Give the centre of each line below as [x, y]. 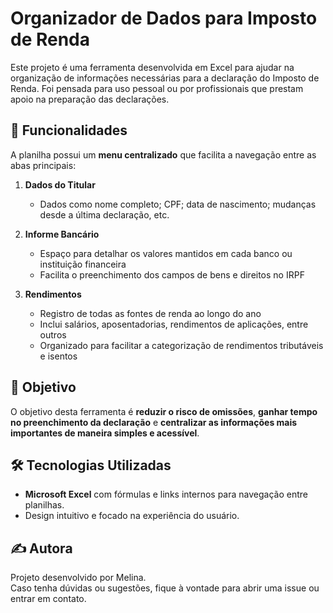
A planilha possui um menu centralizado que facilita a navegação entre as [163, 154]
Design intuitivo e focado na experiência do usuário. [132, 516]
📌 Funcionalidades [69, 130]
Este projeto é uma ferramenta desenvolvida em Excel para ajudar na [152, 67]
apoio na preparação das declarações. [90, 99]
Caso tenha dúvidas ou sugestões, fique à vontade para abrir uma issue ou [165, 588]
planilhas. [44, 505]
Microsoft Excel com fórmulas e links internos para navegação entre [166, 494]
